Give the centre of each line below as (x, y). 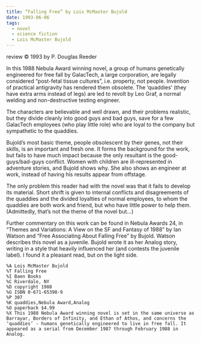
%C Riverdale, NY (28, 282)
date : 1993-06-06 (28, 17)
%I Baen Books (24, 276)
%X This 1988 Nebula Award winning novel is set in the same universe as (100, 313)
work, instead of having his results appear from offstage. (76, 174)
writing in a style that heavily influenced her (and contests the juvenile (93, 249)
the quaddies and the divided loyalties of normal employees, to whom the (97, 199)
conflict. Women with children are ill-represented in (109, 162)
